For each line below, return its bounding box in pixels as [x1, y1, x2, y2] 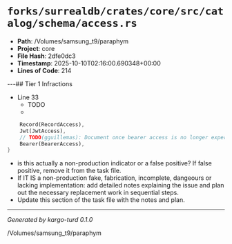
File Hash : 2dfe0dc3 [17, 52, 76, 60]
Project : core [17, 44, 55, 52]
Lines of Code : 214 [17, 66, 72, 74]
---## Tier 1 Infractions [7, 79, 72, 88]
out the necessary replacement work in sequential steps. [17, 188, 180, 197]
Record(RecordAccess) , [19, 121, 85, 128]
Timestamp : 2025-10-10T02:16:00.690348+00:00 [17, 59, 161, 67]
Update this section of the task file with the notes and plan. [17, 196, 185, 204]
